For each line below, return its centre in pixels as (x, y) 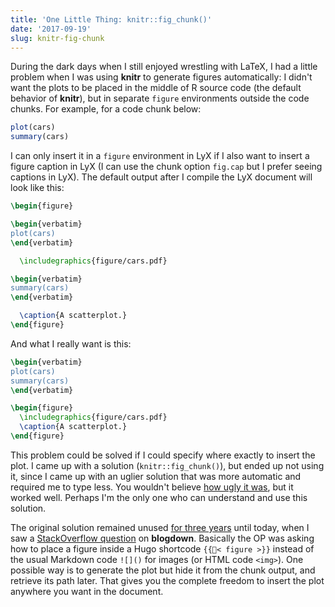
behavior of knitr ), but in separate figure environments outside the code (160, 98)
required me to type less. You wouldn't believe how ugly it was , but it (152, 487)
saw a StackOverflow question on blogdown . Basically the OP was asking (162, 538)
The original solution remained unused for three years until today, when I (160, 527)
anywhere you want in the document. (87, 591)
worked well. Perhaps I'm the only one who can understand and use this (159, 497)
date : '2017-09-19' (51, 29)
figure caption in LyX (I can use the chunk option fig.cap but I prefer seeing (166, 167)
